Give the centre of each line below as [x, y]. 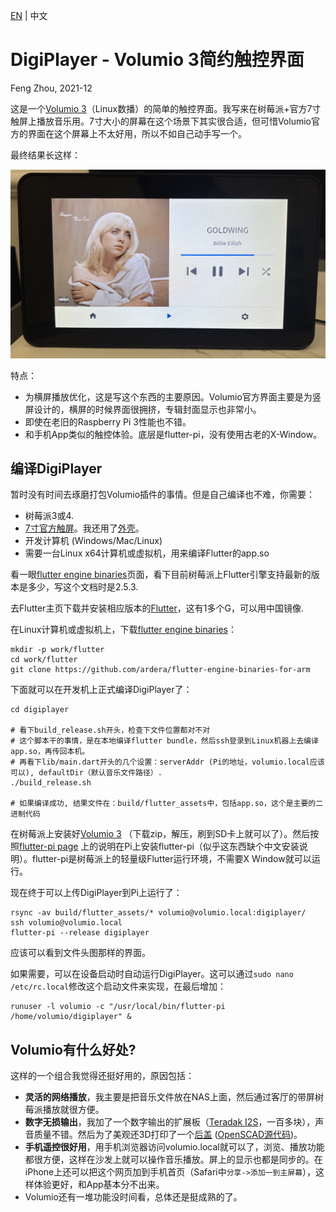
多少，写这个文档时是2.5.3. [83, 587]
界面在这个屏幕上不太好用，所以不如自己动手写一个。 [137, 133]
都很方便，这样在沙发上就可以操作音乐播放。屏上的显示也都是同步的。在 [173, 1160]
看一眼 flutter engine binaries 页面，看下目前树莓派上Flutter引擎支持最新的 [161, 575]
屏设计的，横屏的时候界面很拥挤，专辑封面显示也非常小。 [143, 409]
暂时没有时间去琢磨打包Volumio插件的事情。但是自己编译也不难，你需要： [163, 495]
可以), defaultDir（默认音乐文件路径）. [86, 773]
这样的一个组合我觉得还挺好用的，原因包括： [102, 1076]
